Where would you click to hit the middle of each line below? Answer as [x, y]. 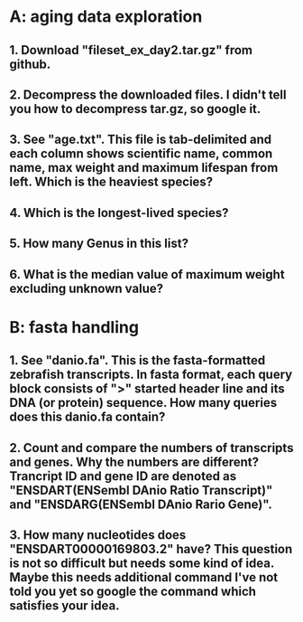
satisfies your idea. [64, 605]
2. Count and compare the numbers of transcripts [151, 448]
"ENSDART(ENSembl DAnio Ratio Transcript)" [141, 490]
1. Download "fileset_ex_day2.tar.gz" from [131, 50]
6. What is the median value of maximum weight [147, 274]
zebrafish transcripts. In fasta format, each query [151, 375]
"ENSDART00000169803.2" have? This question [151, 549]
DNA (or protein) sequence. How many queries [143, 403]
